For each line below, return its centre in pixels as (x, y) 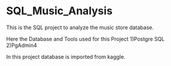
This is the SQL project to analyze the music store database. (80, 27)
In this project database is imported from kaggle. (66, 56)
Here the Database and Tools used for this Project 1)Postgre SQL (85, 39)
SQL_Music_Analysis (60, 11)
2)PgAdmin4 (22, 45)
